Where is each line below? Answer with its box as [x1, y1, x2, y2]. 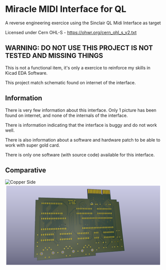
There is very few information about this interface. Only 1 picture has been [5, 107, 157, 113]
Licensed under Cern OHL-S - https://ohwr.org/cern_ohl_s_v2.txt [5, 29, 137, 35]
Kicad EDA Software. [5, 70, 48, 76]
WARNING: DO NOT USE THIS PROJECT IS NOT [5, 44, 153, 53]
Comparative [5, 166, 46, 174]
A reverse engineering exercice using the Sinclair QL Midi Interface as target [5, 20, 161, 26]
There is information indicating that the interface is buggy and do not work [5, 122, 157, 128]
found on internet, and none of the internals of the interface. [5, 112, 128, 118]
